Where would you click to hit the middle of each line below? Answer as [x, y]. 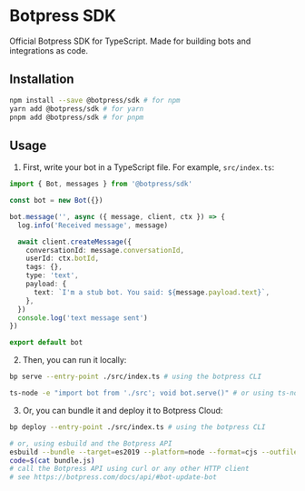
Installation [42, 80]
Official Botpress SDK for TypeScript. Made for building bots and [130, 41]
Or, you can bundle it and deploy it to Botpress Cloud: [123, 410]
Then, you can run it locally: [74, 360]
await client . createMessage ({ [74, 242]
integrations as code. [49, 50]
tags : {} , [44, 267]
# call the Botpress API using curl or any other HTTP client [129, 469]
